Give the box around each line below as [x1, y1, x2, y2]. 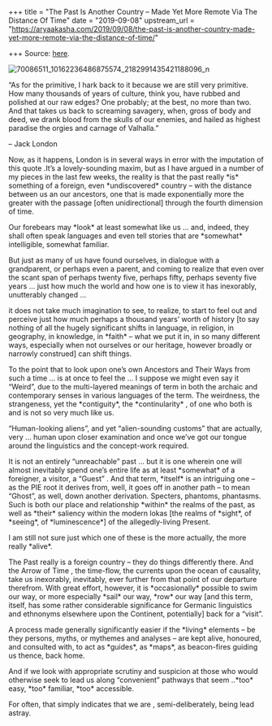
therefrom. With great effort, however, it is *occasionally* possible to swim [8, 583, 258, 593]
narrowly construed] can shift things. [8, 349, 132, 359]
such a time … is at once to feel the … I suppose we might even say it [8, 373, 240, 383]
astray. [8, 708, 32, 718]
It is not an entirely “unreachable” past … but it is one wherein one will [8, 457, 242, 466]
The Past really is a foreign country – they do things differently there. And [8, 557, 254, 567]
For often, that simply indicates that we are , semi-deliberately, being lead [8, 699, 254, 709]
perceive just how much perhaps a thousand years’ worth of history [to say [8, 315, 260, 324]
